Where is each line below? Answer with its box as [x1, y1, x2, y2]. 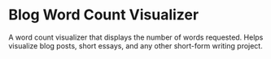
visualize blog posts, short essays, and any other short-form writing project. [8, 40, 263, 50]
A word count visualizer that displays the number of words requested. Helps [8, 32, 264, 42]
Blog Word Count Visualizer [8, 6, 199, 24]
